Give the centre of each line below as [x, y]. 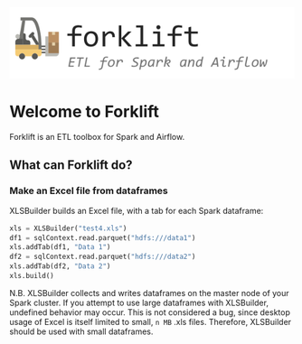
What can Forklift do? [71, 165]
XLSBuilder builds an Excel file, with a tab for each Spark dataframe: [137, 210]
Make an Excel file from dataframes [89, 191]
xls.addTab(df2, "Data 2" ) [60, 266]
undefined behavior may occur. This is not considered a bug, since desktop [150, 312]
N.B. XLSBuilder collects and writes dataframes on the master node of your [149, 293]
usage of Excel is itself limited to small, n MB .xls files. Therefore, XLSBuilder [151, 321]
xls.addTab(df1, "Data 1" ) [60, 247]
